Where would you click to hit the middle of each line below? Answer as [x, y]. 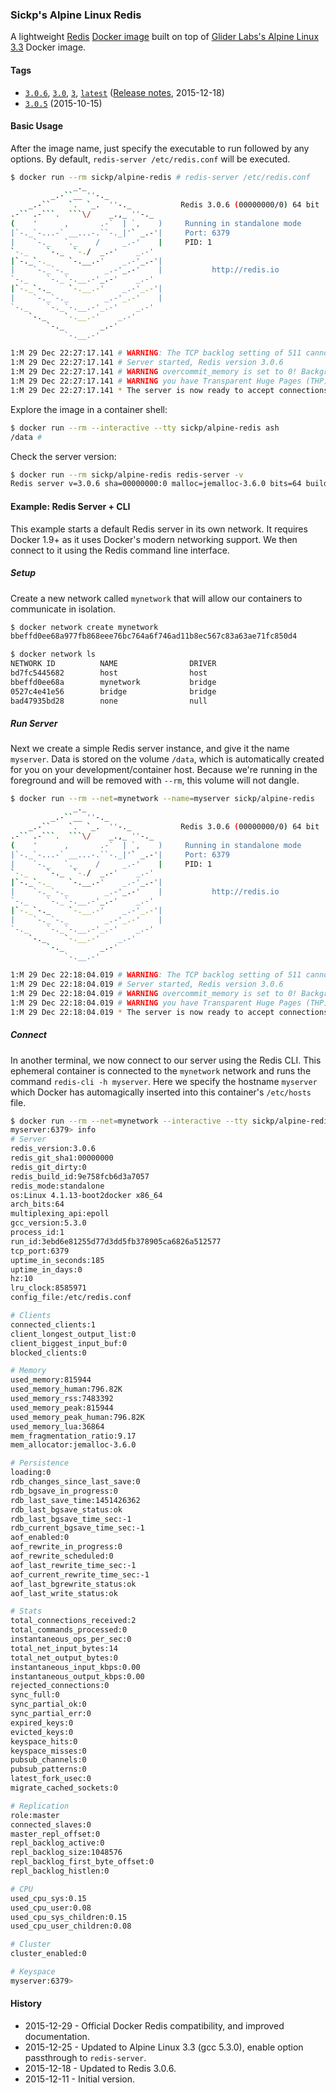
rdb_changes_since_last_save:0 [75, 1482]
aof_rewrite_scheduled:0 [62, 1556]
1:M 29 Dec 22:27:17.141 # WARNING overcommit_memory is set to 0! [154, 372]
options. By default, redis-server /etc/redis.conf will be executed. [150, 159]
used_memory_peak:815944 [62, 1408]
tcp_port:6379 [40, 1251]
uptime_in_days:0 [46, 1269]
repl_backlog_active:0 [57, 1843]
